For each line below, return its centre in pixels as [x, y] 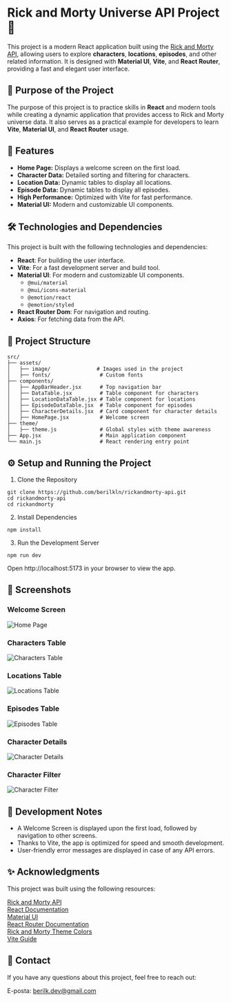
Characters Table [37, 643]
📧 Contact [29, 961]
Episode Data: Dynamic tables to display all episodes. [93, 190]
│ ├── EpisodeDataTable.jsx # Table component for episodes [100, 406]
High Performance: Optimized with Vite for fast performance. [105, 197]
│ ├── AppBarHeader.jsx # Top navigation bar [84, 388]
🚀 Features [31, 151]
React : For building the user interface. [71, 260]
